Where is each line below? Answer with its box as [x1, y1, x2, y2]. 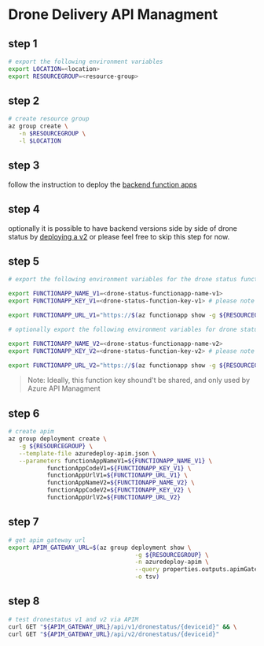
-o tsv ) [134, 573, 159, 581]
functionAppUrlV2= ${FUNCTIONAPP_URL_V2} [46, 494, 181, 502]
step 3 [8, 159, 40, 173]
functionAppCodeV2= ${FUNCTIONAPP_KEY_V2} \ [46, 486, 192, 494]
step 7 [8, 515, 39, 529]
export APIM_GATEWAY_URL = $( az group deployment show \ [8, 544, 192, 551]
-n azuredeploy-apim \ [134, 558, 210, 566]
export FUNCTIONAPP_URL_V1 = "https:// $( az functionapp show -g [8, 311, 216, 319]
